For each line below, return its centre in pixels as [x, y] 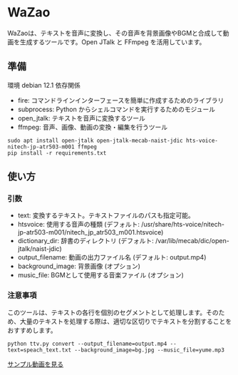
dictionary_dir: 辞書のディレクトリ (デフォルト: [86, 241]
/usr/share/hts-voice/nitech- [183, 225]
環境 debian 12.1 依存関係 [44, 85]
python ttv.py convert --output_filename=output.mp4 [87, 344]
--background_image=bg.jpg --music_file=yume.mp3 [149, 350]
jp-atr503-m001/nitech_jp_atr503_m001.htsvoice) [90, 232]
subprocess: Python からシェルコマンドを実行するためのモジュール [117, 109]
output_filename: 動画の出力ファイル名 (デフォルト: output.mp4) [112, 257]
